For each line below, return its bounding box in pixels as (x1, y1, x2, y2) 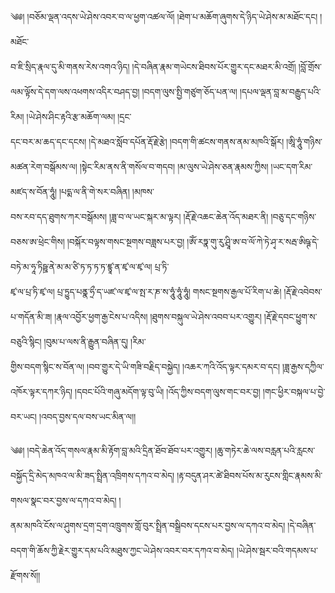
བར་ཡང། (10, 411, 37, 422)
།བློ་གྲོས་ (298, 61, 322, 72)
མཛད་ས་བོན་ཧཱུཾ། (10, 186, 58, 197)
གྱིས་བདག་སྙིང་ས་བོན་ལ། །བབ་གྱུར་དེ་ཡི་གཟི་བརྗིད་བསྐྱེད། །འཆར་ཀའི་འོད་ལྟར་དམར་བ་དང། (10, 361, 280, 372)
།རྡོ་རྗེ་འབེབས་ (283, 286, 323, 297)
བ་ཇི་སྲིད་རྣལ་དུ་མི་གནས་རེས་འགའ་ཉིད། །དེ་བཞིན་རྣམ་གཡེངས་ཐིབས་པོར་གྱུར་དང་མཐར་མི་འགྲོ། (10, 61, 297, 72)
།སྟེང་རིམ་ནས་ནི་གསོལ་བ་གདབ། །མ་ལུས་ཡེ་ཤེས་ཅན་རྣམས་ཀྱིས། (79, 161, 269, 172)
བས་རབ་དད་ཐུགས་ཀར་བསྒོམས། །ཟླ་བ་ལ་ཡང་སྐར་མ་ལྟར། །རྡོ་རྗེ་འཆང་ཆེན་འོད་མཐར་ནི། (10, 211, 269, 222)
